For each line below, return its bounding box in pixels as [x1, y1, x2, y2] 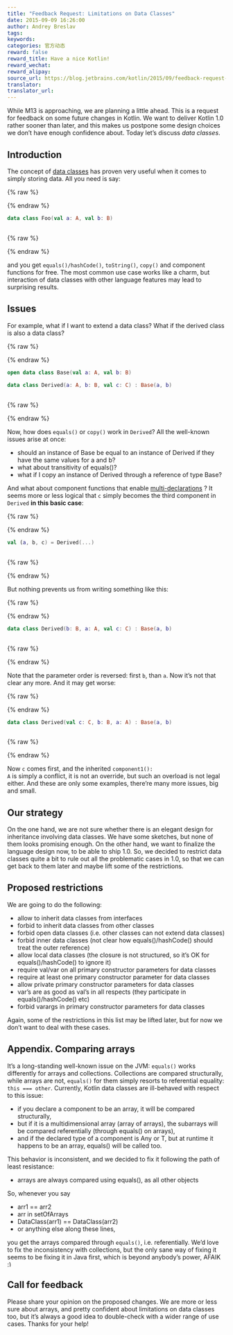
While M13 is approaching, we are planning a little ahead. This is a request [7, 107, 219, 115]
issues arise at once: [7, 435, 67, 443]
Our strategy [7, 807, 64, 818]
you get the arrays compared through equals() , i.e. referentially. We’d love [7, 1238, 219, 1246]
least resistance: [7, 1162, 54, 1171]
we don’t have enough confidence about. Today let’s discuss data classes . [7, 129, 221, 137]
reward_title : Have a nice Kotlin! [7, 55, 110, 62]
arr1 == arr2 [17, 1203, 52, 1211]
